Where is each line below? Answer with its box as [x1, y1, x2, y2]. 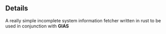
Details [5, 4, 28, 13]
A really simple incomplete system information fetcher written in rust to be [5, 17, 161, 23]
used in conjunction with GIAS [5, 23, 69, 29]
